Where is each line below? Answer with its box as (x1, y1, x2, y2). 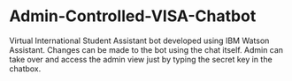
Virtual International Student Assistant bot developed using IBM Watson (9, 35, 270, 46)
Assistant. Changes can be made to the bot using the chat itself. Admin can (9, 44, 284, 55)
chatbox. (9, 63, 42, 74)
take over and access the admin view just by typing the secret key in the (9, 54, 273, 64)
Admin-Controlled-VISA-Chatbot (9, 6, 257, 26)
